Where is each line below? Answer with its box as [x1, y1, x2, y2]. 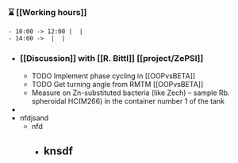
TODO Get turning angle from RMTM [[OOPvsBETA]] [31, 79, 204, 89]
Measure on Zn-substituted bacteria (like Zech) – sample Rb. [31, 88, 230, 97]
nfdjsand [19, 113, 49, 123]
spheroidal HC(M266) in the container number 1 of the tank [31, 96, 225, 105]
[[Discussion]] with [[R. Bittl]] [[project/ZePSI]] [19, 53, 204, 64]
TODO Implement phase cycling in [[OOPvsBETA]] [31, 70, 196, 81]
